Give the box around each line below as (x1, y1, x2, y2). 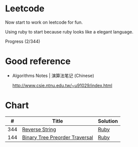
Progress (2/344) (5, 38, 40, 44)
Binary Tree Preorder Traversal (22, 134, 94, 141)
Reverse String (22, 126, 57, 133)
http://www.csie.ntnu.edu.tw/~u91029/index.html (12, 82, 112, 88)
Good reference (5, 56, 71, 67)
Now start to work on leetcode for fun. (5, 19, 83, 25)
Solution (98, 117, 118, 124)
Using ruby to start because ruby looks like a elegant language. (5, 29, 134, 35)
